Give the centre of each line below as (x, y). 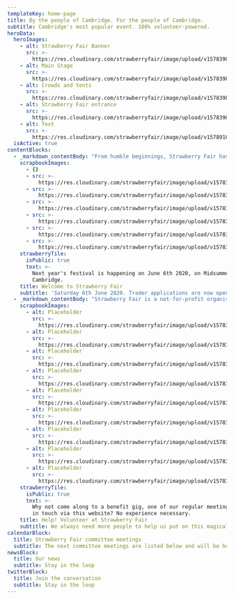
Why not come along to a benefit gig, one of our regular (118, 507)
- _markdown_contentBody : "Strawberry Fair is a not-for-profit (109, 299)
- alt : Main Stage (46, 66)
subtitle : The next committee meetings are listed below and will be (116, 546)
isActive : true (36, 144)
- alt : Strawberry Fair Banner (65, 46)
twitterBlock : (28, 572)
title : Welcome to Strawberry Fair (71, 286)
